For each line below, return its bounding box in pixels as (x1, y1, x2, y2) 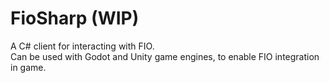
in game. (10, 61, 47, 73)
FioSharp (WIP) (10, 7, 140, 30)
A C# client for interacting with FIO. (10, 40, 155, 52)
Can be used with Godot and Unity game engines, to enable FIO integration (10, 50, 320, 62)
